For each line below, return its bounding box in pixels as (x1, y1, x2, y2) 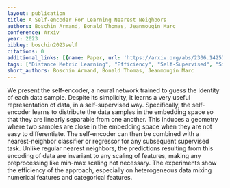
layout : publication (7, 10, 66, 17)
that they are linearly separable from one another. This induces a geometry (7, 115, 218, 123)
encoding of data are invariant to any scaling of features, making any (7, 151, 201, 159)
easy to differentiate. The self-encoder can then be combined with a (7, 129, 200, 137)
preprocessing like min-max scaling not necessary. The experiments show (7, 159, 217, 167)
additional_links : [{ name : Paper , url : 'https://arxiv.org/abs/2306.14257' (7, 55, 228, 62)
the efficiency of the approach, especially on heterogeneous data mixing (7, 165, 212, 174)
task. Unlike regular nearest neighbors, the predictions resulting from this (7, 144, 214, 152)
